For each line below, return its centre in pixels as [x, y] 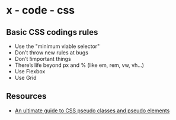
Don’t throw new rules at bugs [52, 53]
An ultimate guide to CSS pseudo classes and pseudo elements [92, 111]
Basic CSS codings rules [52, 32]
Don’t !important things [43, 59]
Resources [26, 96]
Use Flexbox [30, 71]
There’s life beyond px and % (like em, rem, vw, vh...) [79, 65]
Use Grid [25, 78]
